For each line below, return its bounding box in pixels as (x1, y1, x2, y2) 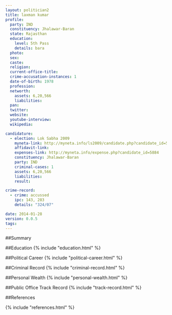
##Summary (5, 235, 32, 241)
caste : (10, 60, 24, 65)
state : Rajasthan (10, 31, 47, 36)
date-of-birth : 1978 (10, 79, 54, 84)
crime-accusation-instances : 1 (10, 74, 77, 79)
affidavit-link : (14, 145, 50, 151)
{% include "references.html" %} (5, 304, 75, 310)
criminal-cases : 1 (14, 164, 54, 170)
